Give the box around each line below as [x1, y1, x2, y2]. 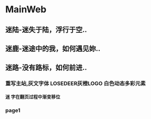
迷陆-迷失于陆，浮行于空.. [5, 25, 87, 34]
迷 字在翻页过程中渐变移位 [5, 93, 60, 100]
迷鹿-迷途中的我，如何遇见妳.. [5, 44, 101, 53]
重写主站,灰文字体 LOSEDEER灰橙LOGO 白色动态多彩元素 [5, 80, 146, 87]
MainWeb [5, 4, 47, 15]
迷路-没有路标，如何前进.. [5, 63, 87, 72]
